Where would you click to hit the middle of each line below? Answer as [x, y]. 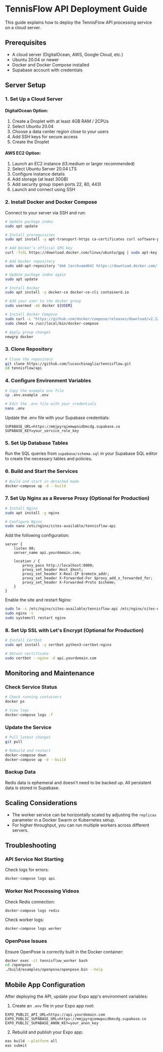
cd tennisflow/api [24, 368]
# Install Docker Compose [31, 315]
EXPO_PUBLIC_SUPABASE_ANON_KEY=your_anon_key [52, 1023]
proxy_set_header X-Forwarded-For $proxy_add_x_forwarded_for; [88, 578]
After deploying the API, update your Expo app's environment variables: [77, 996]
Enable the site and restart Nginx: [38, 600]
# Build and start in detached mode [42, 481]
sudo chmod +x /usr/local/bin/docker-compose [52, 324]
